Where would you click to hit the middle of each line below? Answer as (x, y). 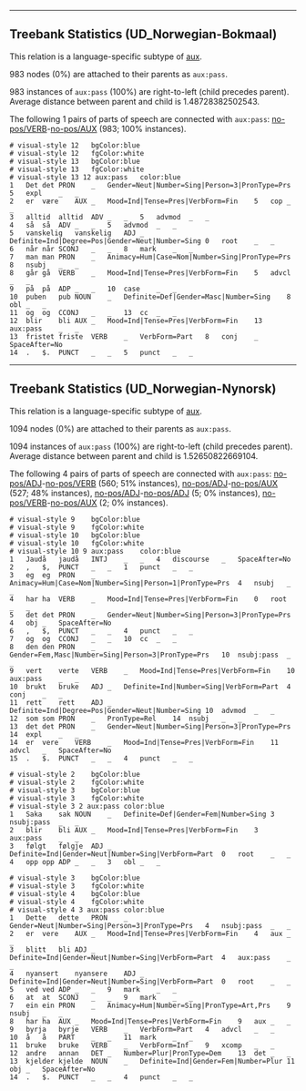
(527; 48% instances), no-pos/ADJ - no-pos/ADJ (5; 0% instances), (135, 493)
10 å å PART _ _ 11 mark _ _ (102, 1037)
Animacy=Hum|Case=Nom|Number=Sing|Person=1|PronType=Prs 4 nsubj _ (150, 583)
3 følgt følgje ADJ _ (61, 846)
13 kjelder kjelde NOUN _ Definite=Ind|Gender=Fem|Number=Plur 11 (153, 1061)
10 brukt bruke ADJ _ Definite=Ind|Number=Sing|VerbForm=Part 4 (150, 687)
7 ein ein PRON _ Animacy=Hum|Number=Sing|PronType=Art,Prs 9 (150, 1005)
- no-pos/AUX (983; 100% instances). (117, 128)
